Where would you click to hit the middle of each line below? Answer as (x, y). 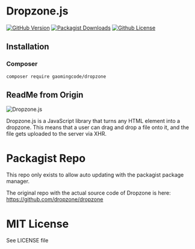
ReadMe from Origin (45, 95)
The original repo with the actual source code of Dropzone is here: (89, 193)
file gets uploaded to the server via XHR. (57, 134)
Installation (28, 47)
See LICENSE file (27, 241)
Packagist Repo (46, 158)
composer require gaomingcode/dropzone (56, 77)
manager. (18, 181)
